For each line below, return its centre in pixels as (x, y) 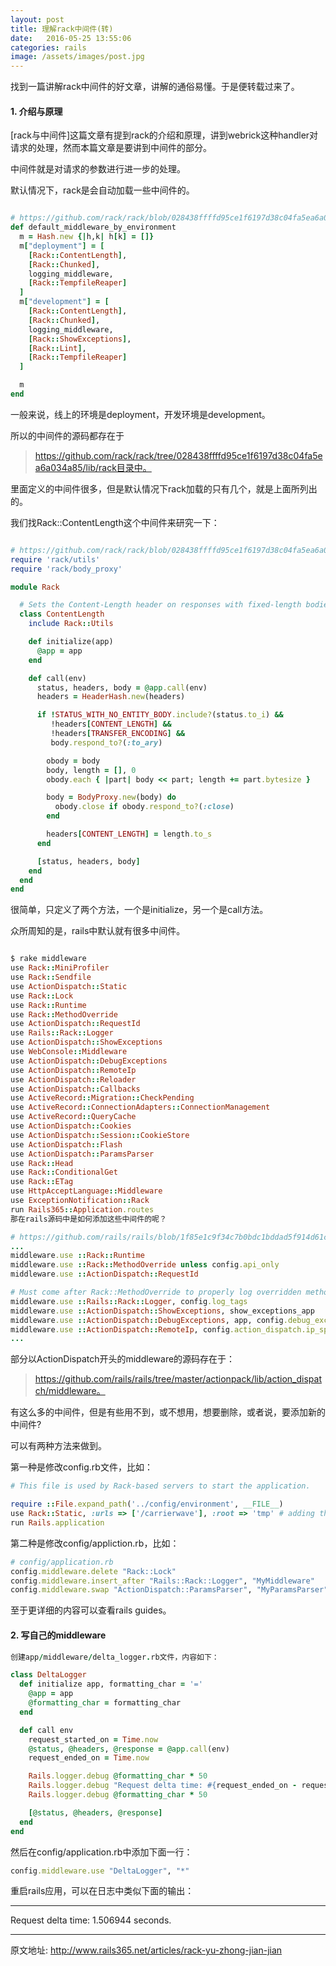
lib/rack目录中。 (118, 467)
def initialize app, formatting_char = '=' (111, 1684)
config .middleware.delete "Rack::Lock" (93, 1571)
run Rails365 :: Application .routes (82, 1209)
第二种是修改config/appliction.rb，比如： (95, 1543)
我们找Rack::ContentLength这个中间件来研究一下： (115, 522)
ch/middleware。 (70, 1391)
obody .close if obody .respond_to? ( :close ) (144, 807)
